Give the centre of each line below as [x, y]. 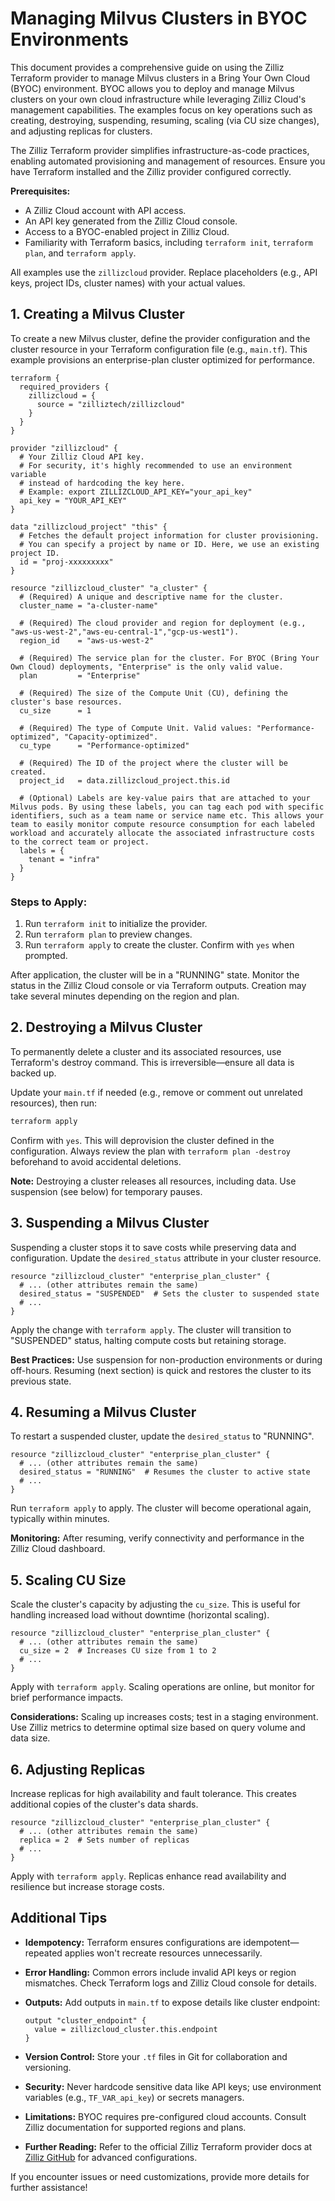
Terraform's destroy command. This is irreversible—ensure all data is [152, 1062]
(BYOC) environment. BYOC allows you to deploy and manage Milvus [152, 88]
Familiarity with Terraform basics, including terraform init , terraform [169, 242]
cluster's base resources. [66, 702]
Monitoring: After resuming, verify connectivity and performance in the [157, 1538]
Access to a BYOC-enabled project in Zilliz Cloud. [127, 231]
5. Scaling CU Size [68, 1580]
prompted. [46, 956]
